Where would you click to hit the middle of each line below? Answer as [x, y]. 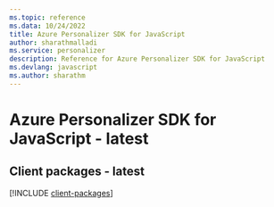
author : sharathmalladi [54, 42]
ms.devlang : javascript [54, 68]
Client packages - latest [77, 172]
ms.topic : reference [48, 17]
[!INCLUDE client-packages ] [61, 193]
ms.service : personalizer [57, 51]
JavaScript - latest [79, 138]
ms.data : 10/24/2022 [48, 26]
